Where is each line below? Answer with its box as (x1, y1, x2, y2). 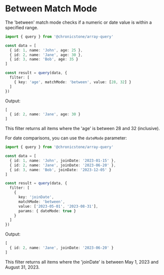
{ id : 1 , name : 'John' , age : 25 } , (9, 47, 83, 52)
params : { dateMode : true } (18, 208, 77, 213)
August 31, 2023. (5, 264, 40, 270)
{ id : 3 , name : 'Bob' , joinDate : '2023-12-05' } (9, 167, 112, 172)
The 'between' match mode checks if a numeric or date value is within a (5, 19, 152, 25)
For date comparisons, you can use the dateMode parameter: (5, 135, 127, 141)
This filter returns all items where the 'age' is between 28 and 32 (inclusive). (5, 126, 160, 132)
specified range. (5, 24, 39, 30)
